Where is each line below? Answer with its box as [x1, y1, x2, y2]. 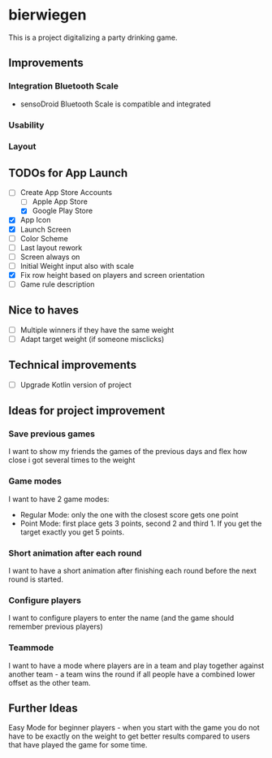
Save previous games [8, 428, 96, 440]
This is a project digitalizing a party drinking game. [8, 32, 178, 42]
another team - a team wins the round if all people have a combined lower [8, 669, 256, 679]
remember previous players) [8, 622, 103, 631]
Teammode [8, 642, 54, 653]
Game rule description [19, 279, 95, 289]
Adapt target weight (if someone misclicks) [19, 334, 165, 344]
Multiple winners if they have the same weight [19, 325, 175, 335]
